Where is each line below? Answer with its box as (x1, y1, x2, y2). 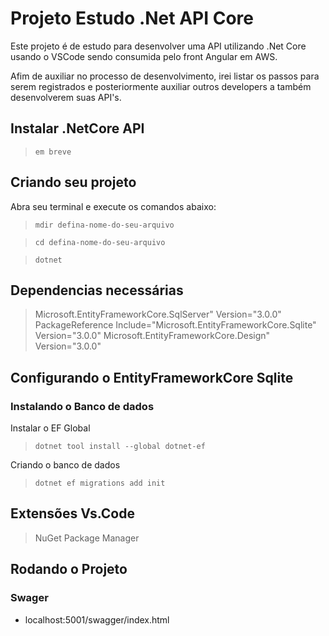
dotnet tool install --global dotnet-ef (34, 442, 206, 452)
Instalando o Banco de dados (10, 399, 155, 413)
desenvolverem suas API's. (10, 91, 122, 103)
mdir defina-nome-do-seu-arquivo (34, 220, 175, 230)
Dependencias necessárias (10, 282, 184, 299)
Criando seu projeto (10, 174, 137, 191)
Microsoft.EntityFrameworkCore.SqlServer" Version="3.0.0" (34, 308, 282, 321)
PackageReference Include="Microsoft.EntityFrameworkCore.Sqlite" (34, 319, 317, 331)
